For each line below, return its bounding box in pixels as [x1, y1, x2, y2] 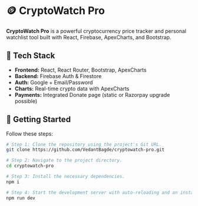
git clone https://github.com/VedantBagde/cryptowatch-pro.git [6, 147, 165, 153]
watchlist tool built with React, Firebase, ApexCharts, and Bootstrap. [6, 33, 171, 40]
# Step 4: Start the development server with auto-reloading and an [6, 190, 178, 195]
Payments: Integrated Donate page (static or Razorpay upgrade [14, 91, 170, 98]
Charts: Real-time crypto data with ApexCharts [14, 85, 130, 92]
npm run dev [6, 195, 35, 201]
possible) [14, 97, 38, 104]
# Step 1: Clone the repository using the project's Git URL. [6, 141, 162, 147]
